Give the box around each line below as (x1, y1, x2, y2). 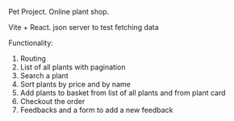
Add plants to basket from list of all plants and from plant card (19, 88, 226, 98)
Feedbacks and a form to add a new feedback (19, 105, 173, 115)
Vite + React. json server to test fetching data (8, 23, 159, 31)
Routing (19, 54, 47, 63)
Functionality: (8, 38, 54, 48)
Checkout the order (19, 97, 86, 106)
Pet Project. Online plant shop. (8, 7, 110, 16)
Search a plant (19, 71, 69, 80)
